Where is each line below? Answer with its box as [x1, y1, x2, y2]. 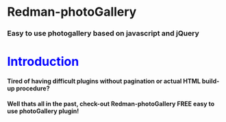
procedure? [16, 84, 50, 93]
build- [201, 77, 220, 85]
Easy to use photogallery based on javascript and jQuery [7, 29, 200, 38]
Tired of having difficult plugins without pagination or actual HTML [7, 77, 201, 85]
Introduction [7, 54, 79, 69]
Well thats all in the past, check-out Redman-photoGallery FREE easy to [7, 100, 215, 108]
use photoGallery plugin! [7, 107, 79, 115]
